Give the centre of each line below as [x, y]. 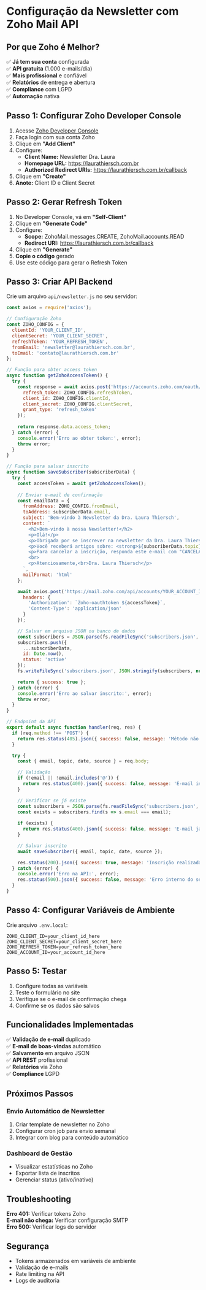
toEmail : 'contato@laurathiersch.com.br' [66, 353]
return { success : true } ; [52, 682]
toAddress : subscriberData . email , [67, 512]
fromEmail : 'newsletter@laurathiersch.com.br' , [74, 347]
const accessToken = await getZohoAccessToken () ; [82, 483]
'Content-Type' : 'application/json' [75, 609]
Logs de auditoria [37, 1280]
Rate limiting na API [40, 1273]
